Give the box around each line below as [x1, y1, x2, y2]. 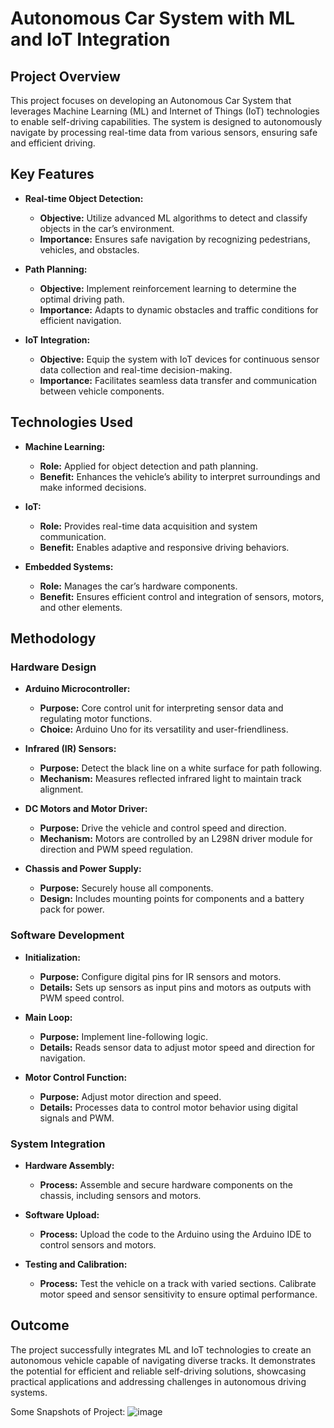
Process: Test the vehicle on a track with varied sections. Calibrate [39, 1277, 317, 1289]
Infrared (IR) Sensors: [24, 743, 117, 755]
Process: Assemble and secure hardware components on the [39, 1178, 293, 1191]
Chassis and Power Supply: [24, 863, 142, 875]
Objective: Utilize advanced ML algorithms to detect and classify [39, 212, 308, 224]
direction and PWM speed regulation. [39, 843, 194, 856]
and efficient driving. [10, 137, 96, 149]
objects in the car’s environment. [39, 222, 175, 234]
